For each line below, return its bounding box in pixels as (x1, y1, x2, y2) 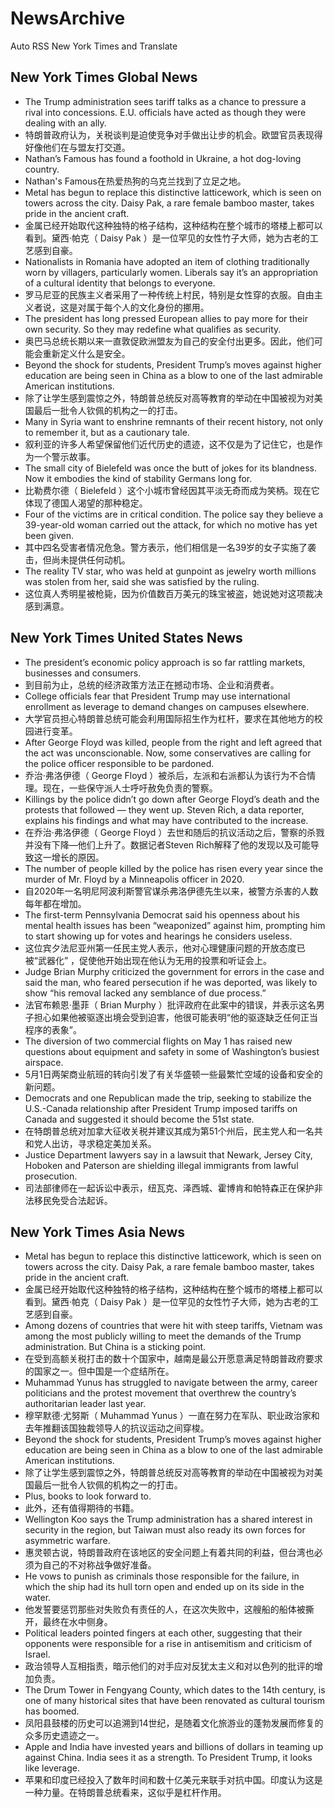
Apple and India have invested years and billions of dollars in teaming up (24, 1741, 324, 1753)
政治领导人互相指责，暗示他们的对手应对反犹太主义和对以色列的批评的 (24, 1660, 315, 1672)
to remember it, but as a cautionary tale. (24, 426, 190, 438)
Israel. (24, 1648, 51, 1661)
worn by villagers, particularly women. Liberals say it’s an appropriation (24, 266, 319, 278)
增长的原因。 (51, 851, 105, 863)
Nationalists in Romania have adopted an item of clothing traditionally (24, 255, 310, 267)
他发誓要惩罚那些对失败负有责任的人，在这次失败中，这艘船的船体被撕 (24, 1603, 315, 1616)
